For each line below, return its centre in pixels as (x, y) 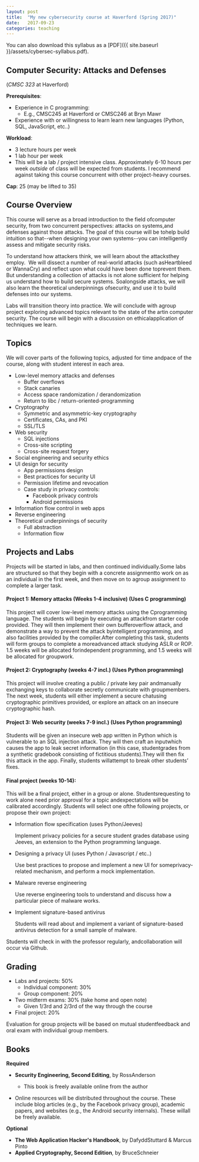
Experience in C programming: (52, 108)
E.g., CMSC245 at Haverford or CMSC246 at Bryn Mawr (92, 114)
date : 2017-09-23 (30, 23)
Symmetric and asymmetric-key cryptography (80, 413)
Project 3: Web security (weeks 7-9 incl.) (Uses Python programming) (94, 722)
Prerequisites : (24, 96)
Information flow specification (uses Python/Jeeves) (79, 824)
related (23, 871)
